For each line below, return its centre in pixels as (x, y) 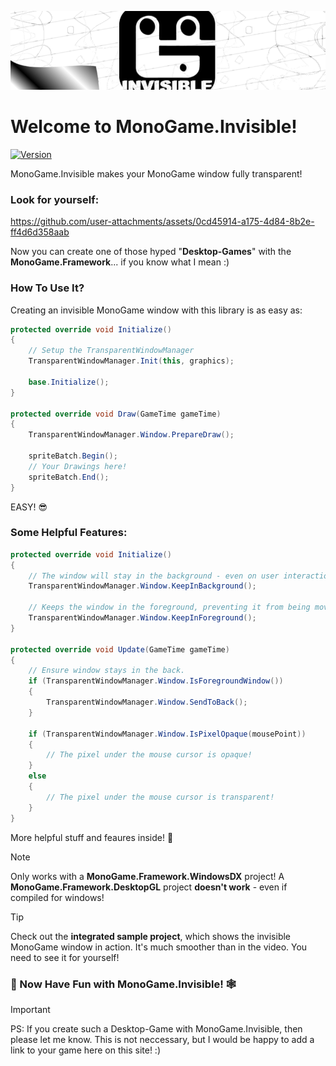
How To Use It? (47, 288)
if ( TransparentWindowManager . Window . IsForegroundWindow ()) (156, 681)
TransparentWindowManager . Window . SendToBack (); (147, 702)
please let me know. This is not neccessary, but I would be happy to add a (162, 1039)
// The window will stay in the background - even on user (154, 576)
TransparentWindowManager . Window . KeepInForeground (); (142, 618)
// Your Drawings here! (78, 466)
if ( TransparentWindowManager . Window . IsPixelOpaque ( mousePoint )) (167, 734)
